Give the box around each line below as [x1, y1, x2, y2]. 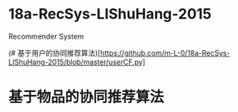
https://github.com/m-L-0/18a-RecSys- [100, 48, 231, 57]
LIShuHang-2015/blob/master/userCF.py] [8, 57, 146, 67]
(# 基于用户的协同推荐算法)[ [8, 48, 101, 57]
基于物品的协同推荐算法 [8, 88, 165, 106]
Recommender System [8, 31, 85, 41]
